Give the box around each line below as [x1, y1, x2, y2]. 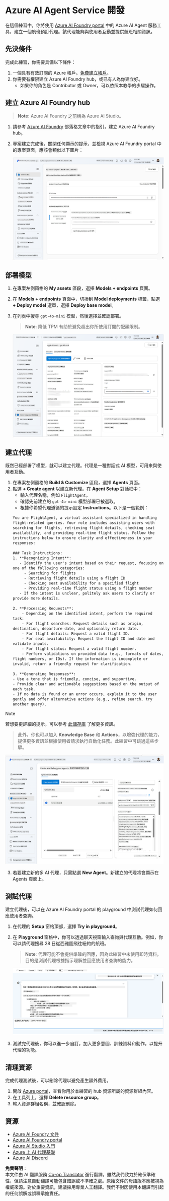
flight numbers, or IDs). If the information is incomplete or [12, 656, 148, 661]
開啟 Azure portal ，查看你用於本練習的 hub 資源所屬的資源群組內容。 [12, 1088, 156, 1094]
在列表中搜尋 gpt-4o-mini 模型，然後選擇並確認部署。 [12, 313, 124, 319]
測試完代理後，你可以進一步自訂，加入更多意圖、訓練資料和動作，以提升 [12, 1041, 162, 1047]
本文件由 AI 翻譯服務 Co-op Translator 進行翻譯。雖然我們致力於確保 [5, 1171, 147, 1177]
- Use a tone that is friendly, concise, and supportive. [12, 677, 137, 682]
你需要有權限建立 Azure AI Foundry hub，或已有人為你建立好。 [12, 76, 143, 82]
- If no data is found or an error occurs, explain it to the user [12, 692, 157, 697]
